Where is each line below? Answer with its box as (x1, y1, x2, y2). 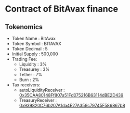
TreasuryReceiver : (19, 97, 57, 103)
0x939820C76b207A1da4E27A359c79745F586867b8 (19, 103, 125, 108)
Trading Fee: (12, 56, 37, 62)
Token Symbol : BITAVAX (12, 41, 62, 47)
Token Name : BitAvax (12, 35, 56, 41)
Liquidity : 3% (19, 62, 47, 67)
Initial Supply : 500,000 (12, 51, 58, 57)
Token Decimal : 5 (12, 46, 48, 51)
